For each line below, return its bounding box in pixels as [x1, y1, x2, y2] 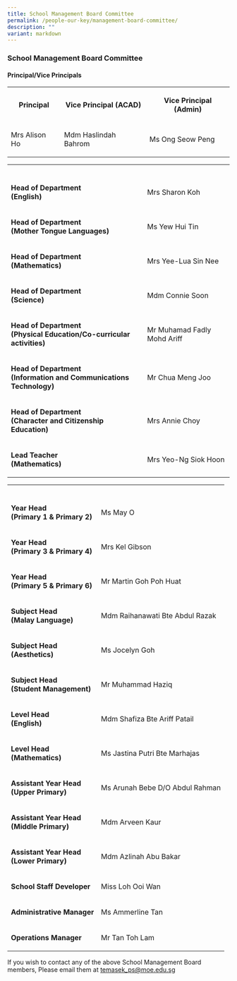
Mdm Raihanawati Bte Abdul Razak [101, 611, 217, 621]
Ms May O [101, 507, 135, 517]
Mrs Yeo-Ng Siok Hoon [147, 455, 225, 464]
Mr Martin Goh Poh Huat [101, 577, 181, 586]
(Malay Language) [11, 615, 74, 625]
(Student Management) [11, 684, 92, 694]
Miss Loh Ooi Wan [101, 881, 161, 891]
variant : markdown [7, 30, 61, 37]
